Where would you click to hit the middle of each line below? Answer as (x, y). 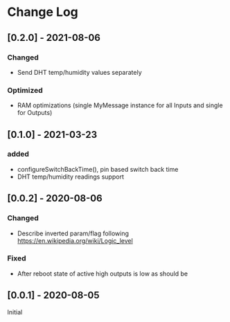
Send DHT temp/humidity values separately (79, 72)
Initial (15, 312)
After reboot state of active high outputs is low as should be (103, 274)
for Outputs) (35, 113)
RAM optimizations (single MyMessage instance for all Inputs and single (120, 105)
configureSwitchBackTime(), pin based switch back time (98, 169)
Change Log (43, 12)
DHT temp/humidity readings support (71, 177)
